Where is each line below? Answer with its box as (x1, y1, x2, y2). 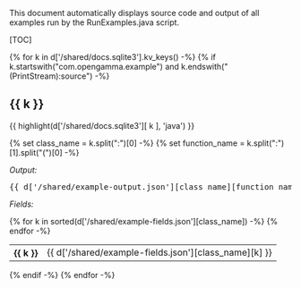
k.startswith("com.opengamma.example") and (9, 62, 179, 72)
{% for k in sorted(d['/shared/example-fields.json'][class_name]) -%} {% (9, 216, 279, 226)
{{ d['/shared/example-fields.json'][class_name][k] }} (46, 246, 272, 258)
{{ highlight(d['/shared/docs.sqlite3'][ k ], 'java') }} (9, 120, 195, 131)
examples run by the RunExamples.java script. (9, 17, 180, 28)
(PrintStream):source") (9, 71, 93, 81)
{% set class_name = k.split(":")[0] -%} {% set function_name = (9, 138, 245, 148)
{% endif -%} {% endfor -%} (9, 269, 116, 280)
